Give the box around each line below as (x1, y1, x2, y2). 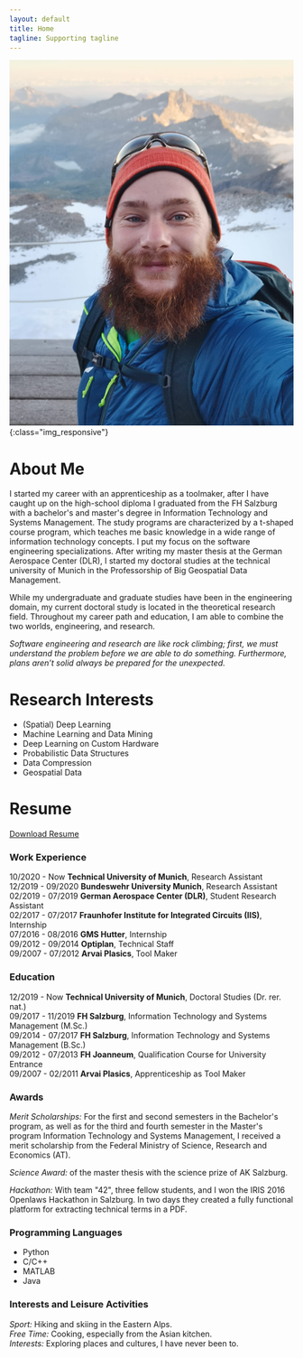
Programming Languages (9, 1226, 124, 1239)
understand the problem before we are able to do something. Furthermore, (9, 648, 287, 659)
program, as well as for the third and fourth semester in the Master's (9, 1121, 263, 1132)
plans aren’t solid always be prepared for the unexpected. (9, 657, 225, 668)
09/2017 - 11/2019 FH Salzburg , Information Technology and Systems (9, 1010, 268, 1021)
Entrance (9, 1058, 43, 1069)
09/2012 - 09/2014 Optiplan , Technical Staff (9, 939, 174, 950)
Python (22, 1247, 50, 1258)
